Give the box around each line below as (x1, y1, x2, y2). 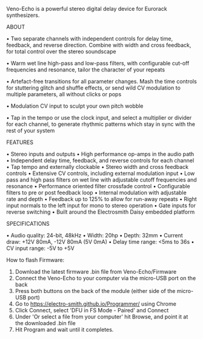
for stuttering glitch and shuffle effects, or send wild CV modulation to (6, 84, 181, 91)
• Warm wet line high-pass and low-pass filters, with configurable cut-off (6, 60, 190, 67)
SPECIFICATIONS (6, 220, 50, 227)
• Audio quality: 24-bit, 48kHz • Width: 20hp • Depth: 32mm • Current (6, 232, 183, 239)
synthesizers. (6, 12, 40, 19)
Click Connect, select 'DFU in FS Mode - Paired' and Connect (15, 307, 169, 314)
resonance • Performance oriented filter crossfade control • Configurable (6, 183, 190, 189)
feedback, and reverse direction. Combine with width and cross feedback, (6, 42, 191, 48)
